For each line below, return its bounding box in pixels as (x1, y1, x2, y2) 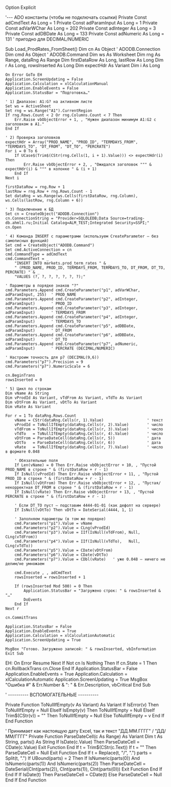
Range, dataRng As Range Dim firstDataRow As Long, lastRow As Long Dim (5, 57, 164, 63)
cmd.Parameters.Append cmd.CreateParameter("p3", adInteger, (5, 306, 138, 311)
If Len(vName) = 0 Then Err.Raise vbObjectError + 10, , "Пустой (14, 462, 157, 468)
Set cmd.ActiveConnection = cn (5, 247, 72, 252)
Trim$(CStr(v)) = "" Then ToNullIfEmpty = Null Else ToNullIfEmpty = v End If (5, 713, 165, 718)
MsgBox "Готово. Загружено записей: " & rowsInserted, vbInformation (5, 647, 157, 652)
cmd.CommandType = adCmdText (5, 252, 67, 257)
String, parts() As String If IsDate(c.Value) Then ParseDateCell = (5, 739, 140, 745)
